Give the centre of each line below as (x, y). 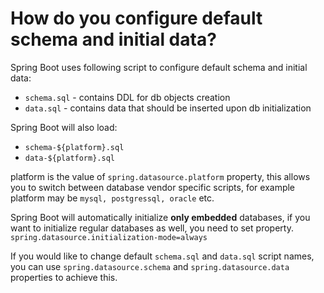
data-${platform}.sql (69, 158)
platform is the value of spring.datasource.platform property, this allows (160, 176)
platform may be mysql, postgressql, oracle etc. (112, 198)
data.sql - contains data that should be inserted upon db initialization (168, 108)
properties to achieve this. (64, 277)
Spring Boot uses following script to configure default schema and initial (159, 67)
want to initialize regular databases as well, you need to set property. (152, 228)
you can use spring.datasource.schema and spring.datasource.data (150, 266)
